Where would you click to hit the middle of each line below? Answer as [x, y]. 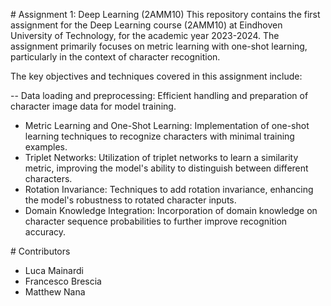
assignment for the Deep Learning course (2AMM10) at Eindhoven [146, 25]
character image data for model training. [93, 106]
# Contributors [40, 251]
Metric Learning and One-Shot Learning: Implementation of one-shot [167, 125]
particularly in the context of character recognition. [115, 57]
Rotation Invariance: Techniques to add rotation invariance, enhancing [169, 189]
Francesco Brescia [63, 281]
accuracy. [45, 232]
